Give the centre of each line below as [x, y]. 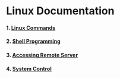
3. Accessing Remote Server [42, 55]
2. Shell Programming [33, 41]
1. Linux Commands [31, 27]
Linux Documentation [60, 11]
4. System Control [29, 68]
